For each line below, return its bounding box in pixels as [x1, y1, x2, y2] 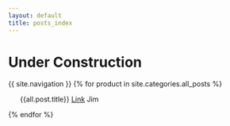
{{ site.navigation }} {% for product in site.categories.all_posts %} [8, 79, 223, 89]
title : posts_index [8, 19, 73, 27]
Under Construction [8, 53, 143, 71]
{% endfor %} [8, 110, 54, 120]
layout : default [8, 11, 62, 20]
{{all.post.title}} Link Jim [19, 94, 99, 104]
